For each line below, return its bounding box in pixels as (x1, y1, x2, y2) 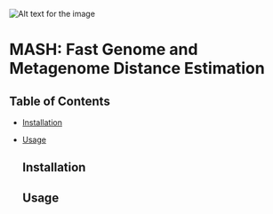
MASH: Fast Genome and (9, 40, 198, 59)
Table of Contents (9, 93, 111, 108)
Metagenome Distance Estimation (9, 59, 265, 79)
